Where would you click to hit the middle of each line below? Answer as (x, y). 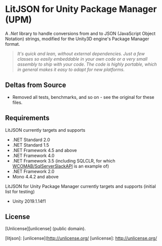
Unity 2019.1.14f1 (29, 201)
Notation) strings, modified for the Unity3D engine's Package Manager (77, 39)
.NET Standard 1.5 (31, 145)
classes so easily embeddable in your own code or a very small (82, 59)
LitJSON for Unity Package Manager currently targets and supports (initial (81, 186)
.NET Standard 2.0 (31, 140)
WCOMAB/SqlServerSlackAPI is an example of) (61, 166)
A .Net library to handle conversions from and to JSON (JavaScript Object (81, 33)
